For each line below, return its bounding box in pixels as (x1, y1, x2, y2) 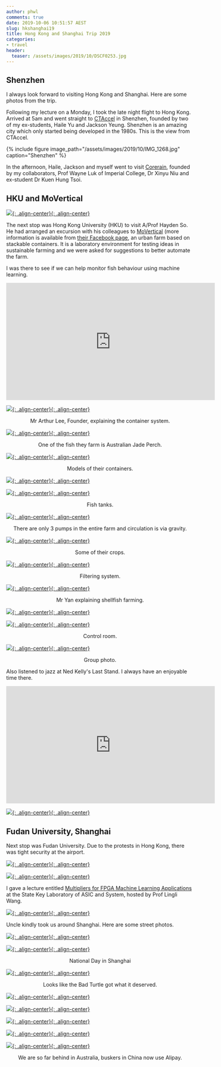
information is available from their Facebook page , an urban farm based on (6, 234, 190, 241)
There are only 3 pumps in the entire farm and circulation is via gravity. (13, 525, 187, 532)
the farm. (6, 253, 29, 260)
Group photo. (83, 657, 117, 664)
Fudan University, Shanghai (6, 826, 111, 836)
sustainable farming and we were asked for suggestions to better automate (6, 247, 191, 254)
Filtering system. (79, 573, 121, 580)
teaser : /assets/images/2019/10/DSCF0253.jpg (11, 53, 127, 59)
